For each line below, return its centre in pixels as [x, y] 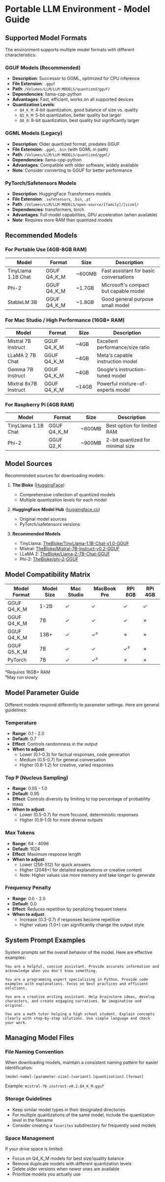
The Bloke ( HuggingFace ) [38, 485]
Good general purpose [127, 299]
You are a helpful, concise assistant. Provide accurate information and [82, 966]
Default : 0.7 [24, 739]
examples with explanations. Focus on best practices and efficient [77, 984]
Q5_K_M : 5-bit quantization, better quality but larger [70, 115]
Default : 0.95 [26, 794]
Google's [107, 369]
